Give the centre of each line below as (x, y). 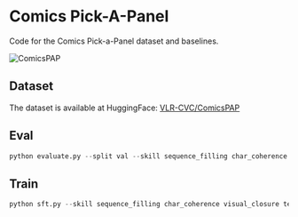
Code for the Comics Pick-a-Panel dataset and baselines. (114, 41)
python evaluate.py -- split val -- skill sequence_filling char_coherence (149, 156)
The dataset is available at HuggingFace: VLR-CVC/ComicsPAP (125, 108)
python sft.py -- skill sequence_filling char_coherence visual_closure (144, 205)
